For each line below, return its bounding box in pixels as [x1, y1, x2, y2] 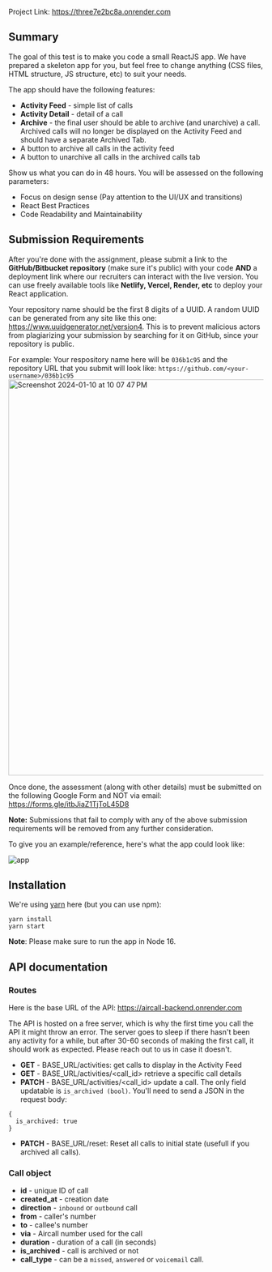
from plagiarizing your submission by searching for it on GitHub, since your [8, 330, 259, 339]
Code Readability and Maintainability [19, 209, 143, 219]
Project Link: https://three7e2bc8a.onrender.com [8, 7, 172, 16]
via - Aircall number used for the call [19, 1229, 143, 1239]
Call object [8, 1167, 52, 1179]
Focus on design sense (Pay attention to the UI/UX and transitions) [19, 192, 243, 202]
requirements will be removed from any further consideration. [8, 823, 214, 833]
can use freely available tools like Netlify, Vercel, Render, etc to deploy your [8, 280, 263, 290]
